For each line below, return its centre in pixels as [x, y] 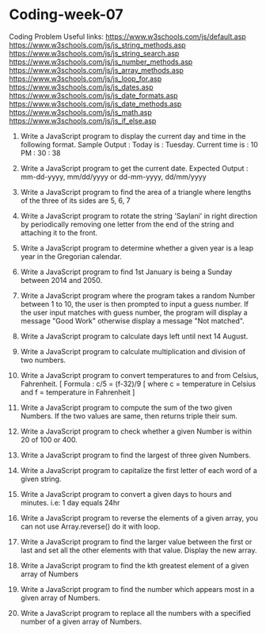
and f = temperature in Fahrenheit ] [78, 392]
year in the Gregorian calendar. [71, 256]
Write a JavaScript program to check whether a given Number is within [136, 431]
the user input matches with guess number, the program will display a [134, 312]
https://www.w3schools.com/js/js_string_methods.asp [97, 44]
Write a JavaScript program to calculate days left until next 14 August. [134, 336]
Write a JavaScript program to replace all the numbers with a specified [136, 613]
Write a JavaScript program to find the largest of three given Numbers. [136, 455]
